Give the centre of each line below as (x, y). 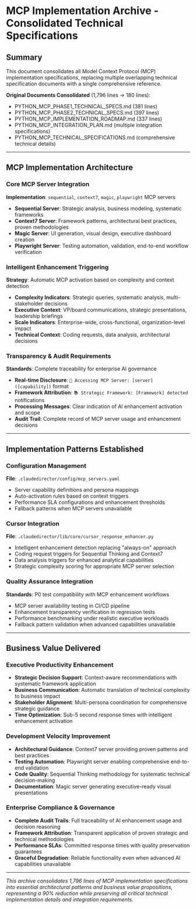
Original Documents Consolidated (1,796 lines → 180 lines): (78, 95)
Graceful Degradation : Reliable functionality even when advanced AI (97, 857)
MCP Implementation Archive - (83, 11)
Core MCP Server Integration (48, 184)
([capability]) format (41, 386)
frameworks (29, 214)
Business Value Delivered (53, 648)
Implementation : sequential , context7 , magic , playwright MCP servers (91, 197)
